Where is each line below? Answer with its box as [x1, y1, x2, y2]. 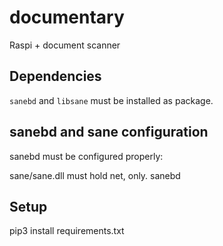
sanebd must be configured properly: [9, 150, 164, 162]
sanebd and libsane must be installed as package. [9, 94, 214, 106]
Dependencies [9, 68, 102, 85]
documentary [9, 6, 125, 29]
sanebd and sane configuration [9, 124, 209, 141]
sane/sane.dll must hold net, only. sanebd [9, 169, 181, 181]
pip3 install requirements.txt [9, 225, 125, 237]
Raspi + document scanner [9, 39, 121, 51]
